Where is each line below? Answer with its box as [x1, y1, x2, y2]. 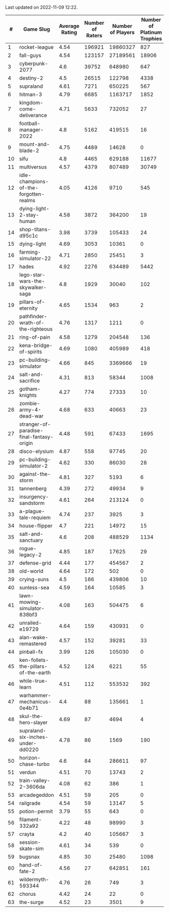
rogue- [19, 545, 37, 552]
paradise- [19, 427, 44, 434]
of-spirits [19, 348, 42, 355]
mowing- [19, 599, 42, 605]
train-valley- [19, 777, 50, 784]
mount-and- [19, 141, 50, 148]
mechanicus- [19, 698, 52, 705]
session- [19, 839, 41, 845]
